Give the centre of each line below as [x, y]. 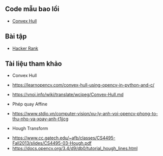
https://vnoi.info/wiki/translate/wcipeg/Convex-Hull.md [68, 94]
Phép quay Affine [30, 104]
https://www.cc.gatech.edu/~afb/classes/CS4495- [64, 138]
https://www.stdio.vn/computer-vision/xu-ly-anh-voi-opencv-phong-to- [85, 114]
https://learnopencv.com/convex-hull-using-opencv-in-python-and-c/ [83, 85]
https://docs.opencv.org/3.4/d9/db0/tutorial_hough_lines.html [75, 149]
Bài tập [16, 37]
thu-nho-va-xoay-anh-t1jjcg [40, 119]
